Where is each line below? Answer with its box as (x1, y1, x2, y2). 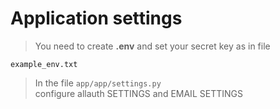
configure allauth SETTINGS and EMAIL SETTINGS (34, 87, 243, 99)
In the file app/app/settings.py (34, 77, 162, 89)
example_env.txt (10, 59, 78, 69)
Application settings (10, 7, 183, 30)
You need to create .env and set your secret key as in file (34, 40, 271, 52)
